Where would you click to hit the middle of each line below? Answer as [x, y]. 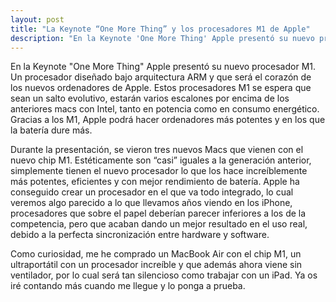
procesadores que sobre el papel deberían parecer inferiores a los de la [158, 213]
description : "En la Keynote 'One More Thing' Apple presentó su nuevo [162, 38]
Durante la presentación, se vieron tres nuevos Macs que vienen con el [157, 150]
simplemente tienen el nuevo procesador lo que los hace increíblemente [159, 171]
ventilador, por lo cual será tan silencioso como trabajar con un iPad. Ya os [164, 275]
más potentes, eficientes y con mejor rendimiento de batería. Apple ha [155, 182]
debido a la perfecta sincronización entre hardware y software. [140, 235]
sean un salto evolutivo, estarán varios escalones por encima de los [150, 98]
